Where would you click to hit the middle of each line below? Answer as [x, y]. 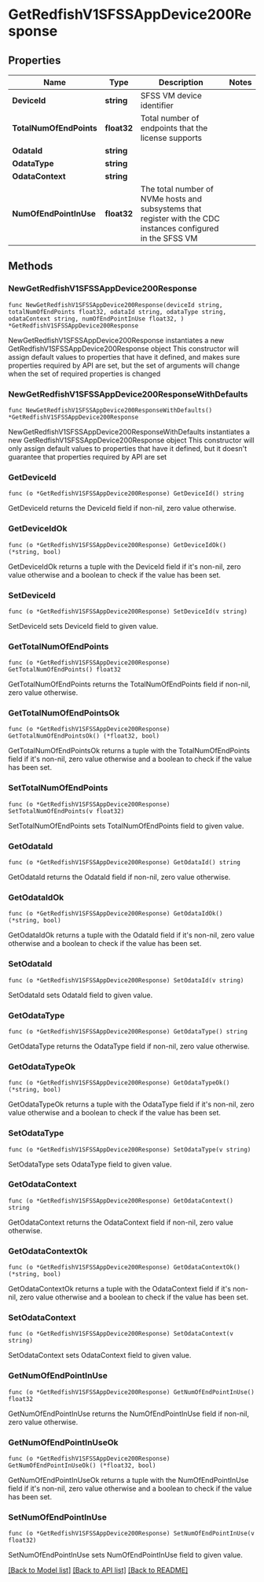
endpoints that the [174, 128]
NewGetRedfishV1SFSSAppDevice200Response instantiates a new [116, 340]
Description [181, 82]
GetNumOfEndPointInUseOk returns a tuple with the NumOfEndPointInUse [128, 1480]
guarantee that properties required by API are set [88, 456]
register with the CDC [180, 218]
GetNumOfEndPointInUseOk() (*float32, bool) [82, 1466]
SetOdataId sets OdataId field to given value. [81, 995]
